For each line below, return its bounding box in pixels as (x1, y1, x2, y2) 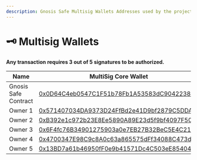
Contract (9, 97, 33, 105)
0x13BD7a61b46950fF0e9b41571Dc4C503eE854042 (39, 144, 195, 152)
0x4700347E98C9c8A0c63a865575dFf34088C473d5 (39, 135, 195, 143)
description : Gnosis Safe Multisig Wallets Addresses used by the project (6, 8, 193, 15)
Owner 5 (9, 144, 33, 152)
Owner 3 (9, 125, 33, 134)
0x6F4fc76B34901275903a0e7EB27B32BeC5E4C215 (39, 125, 195, 134)
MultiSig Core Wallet (89, 72, 148, 80)
